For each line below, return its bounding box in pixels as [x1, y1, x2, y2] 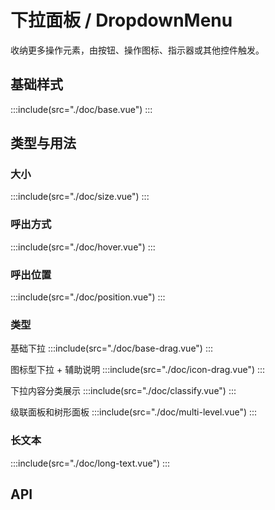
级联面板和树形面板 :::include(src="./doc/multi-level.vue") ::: [10, 406, 258, 418]
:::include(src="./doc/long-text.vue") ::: [10, 457, 171, 469]
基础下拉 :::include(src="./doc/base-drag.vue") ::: [10, 342, 214, 355]
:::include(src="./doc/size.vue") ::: [10, 191, 150, 203]
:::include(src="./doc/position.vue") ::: [10, 291, 166, 303]
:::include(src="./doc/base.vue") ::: [10, 103, 153, 115]
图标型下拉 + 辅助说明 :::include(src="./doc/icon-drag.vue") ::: [10, 364, 266, 376]
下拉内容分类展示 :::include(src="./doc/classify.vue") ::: [10, 385, 237, 397]
